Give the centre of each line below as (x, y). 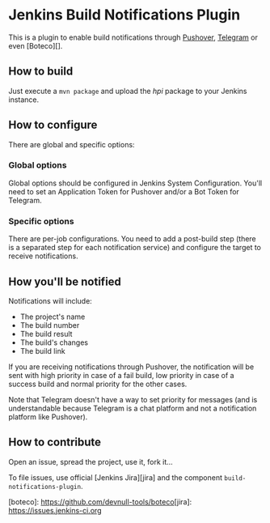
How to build (41, 72)
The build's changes (54, 342)
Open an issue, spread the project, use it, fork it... (91, 461)
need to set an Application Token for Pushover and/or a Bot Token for (124, 191)
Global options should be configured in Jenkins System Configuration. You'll (135, 183)
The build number (50, 325)
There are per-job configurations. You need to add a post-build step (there (132, 239)
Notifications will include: (51, 300)
